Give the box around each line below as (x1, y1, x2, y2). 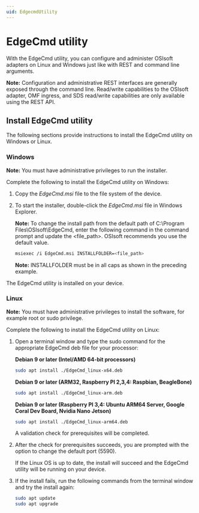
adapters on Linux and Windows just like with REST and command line (6, 61, 180, 68)
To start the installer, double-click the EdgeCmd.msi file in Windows (14, 201, 183, 209)
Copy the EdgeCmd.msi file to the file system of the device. (14, 190, 162, 197)
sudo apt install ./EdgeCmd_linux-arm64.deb (14, 419, 128, 425)
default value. (14, 239, 49, 246)
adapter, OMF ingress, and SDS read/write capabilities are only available (6, 91, 185, 99)
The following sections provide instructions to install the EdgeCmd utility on (6, 132, 193, 139)
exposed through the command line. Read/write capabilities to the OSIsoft (6, 85, 189, 93)
